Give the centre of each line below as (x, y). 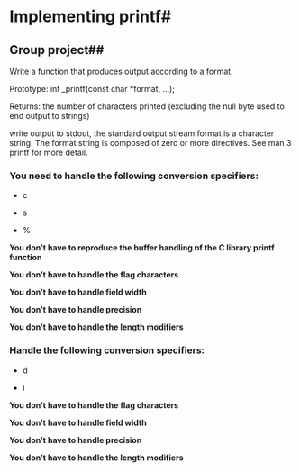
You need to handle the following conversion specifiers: (134, 176)
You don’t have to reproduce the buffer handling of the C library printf (142, 248)
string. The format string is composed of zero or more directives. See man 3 (150, 143)
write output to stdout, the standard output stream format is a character (142, 133)
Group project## (57, 50)
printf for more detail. (49, 152)
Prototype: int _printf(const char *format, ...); (92, 89)
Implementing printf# (91, 17)
